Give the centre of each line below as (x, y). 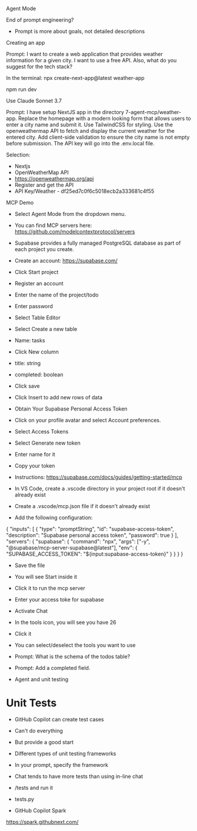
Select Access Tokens (41, 431)
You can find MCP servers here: (53, 225)
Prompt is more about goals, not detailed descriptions (80, 31)
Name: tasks (30, 340)
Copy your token (35, 466)
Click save (27, 386)
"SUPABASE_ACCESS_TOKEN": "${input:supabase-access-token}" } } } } (95, 554)
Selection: (18, 155)
